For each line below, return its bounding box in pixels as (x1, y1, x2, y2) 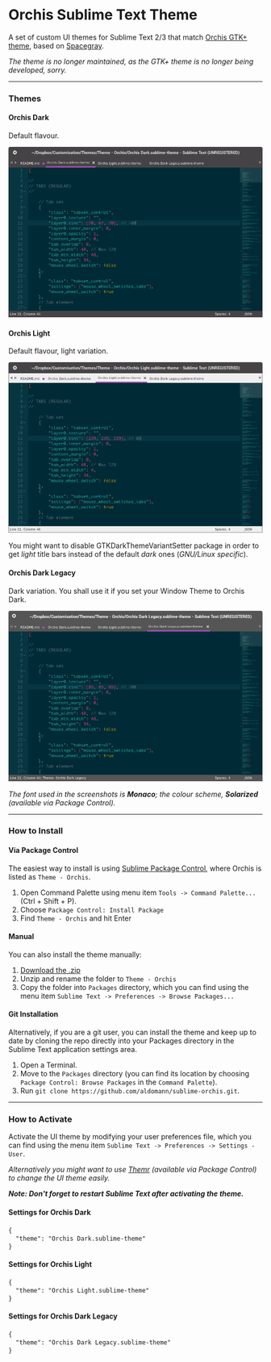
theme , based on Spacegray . (8, 40, 105, 50)
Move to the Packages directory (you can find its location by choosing (19, 1069, 250, 1079)
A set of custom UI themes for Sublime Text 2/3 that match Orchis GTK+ (8, 32, 248, 42)
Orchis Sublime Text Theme (8, 6, 198, 24)
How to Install (8, 825, 63, 837)
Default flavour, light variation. (8, 346, 109, 356)
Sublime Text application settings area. (8, 1045, 137, 1055)
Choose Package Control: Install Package (19, 905, 164, 914)
